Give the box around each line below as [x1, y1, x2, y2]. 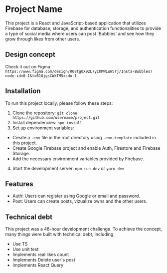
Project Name [5, 3, 63, 15]
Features [5, 180, 33, 188]
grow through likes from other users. [5, 36, 81, 42]
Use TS [12, 241, 28, 247]
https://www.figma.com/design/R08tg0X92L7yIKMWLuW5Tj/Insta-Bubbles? [5, 69, 153, 74]
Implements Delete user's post [12, 257, 76, 263]
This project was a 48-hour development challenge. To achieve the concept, [5, 226, 163, 232]
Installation [5, 87, 41, 95]
